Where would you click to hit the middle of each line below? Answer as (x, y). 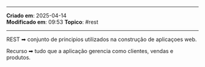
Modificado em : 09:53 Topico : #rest (52, 22)
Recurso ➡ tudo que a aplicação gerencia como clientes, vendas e (90, 51)
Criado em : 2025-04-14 (37, 15)
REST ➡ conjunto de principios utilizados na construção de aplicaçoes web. (102, 39)
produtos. (19, 57)
